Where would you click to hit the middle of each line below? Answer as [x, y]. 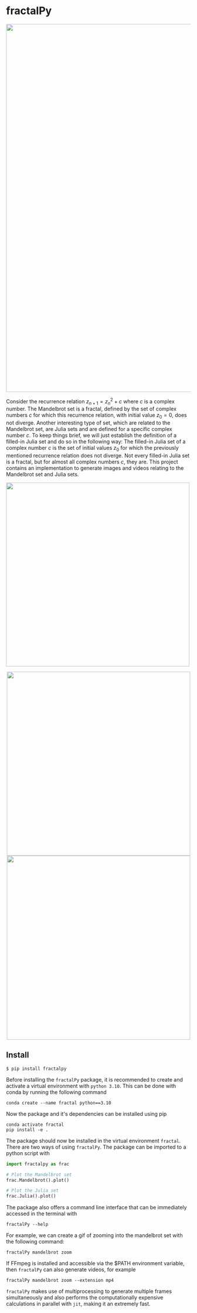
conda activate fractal [35, 1125]
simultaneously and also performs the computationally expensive [85, 1298]
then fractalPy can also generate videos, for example [71, 1269]
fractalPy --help [27, 1225]
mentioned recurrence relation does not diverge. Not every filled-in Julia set [98, 455]
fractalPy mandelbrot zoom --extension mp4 [60, 1281]
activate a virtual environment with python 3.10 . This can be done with [91, 1086]
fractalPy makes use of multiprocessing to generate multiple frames [89, 1291]
